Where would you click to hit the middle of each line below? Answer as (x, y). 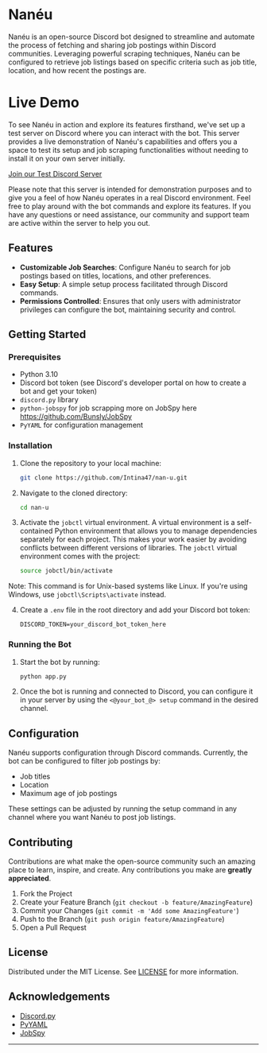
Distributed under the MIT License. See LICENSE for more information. (124, 971)
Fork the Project (46, 894)
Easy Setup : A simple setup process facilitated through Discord (124, 284)
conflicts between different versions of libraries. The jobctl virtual (128, 548)
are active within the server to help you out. (79, 223)
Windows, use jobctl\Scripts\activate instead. (87, 595)
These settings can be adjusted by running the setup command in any (122, 809)
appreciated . (30, 878)
